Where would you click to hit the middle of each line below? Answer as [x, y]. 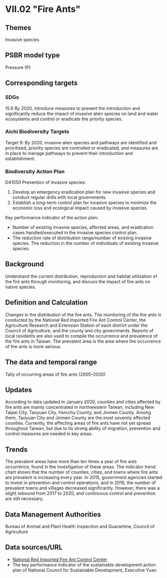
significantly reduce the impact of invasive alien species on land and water [82, 113]
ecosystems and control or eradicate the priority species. [64, 119]
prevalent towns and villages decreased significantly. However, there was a [83, 488]
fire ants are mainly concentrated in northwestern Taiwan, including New [80, 407]
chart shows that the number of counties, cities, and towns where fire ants [82, 472]
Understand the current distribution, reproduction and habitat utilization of [81, 276]
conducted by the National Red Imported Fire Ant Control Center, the [76, 320]
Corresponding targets [41, 83]
